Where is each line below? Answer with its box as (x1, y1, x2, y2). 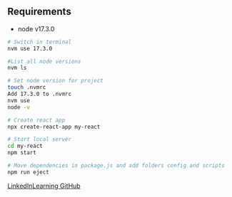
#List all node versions (7, 58, 81, 65)
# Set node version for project (7, 78, 104, 85)
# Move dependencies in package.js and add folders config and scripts (7, 162, 225, 169)
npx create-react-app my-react (7, 123, 101, 130)
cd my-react (7, 142, 43, 150)
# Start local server (7, 136, 72, 143)
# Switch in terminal (7, 38, 72, 46)
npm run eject (7, 169, 50, 176)
